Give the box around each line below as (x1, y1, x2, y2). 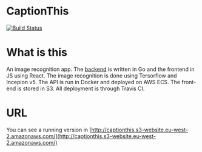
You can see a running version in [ (6, 126, 92, 133)
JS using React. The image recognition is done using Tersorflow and (6, 71, 177, 79)
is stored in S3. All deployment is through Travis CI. (17, 85, 145, 92)
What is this (6, 45, 68, 59)
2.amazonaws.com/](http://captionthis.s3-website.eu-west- (6, 132, 157, 140)
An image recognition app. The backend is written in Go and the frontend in (6, 65, 195, 73)
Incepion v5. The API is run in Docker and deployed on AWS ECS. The (6, 78, 181, 85)
